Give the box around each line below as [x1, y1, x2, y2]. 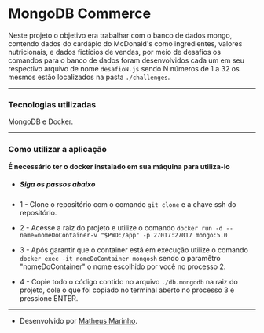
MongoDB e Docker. [8, 117, 74, 126]
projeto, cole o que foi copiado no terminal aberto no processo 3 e [19, 285, 235, 295]
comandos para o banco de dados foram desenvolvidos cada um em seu [8, 56, 245, 65]
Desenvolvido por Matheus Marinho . [19, 316, 137, 325]
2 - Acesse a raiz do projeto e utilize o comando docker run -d [19, 223, 223, 232]
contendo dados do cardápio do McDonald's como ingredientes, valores [8, 38, 243, 48]
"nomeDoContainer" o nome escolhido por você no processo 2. [19, 262, 226, 271]
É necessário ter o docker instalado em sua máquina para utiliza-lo [8, 161, 230, 171]
